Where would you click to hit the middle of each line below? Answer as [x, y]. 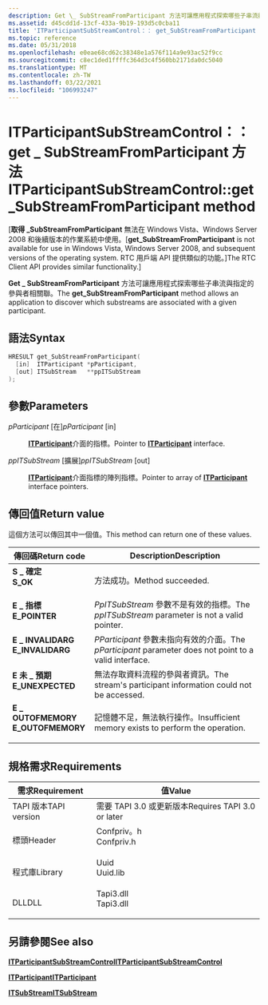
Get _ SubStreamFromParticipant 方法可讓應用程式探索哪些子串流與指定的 [131, 284]
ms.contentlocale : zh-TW [49, 75]
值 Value [176, 791]
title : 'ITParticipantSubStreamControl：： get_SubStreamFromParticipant [132, 30]
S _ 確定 [27, 572]
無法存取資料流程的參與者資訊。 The [162, 674]
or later [110, 817]
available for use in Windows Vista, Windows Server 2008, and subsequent [132, 248]
